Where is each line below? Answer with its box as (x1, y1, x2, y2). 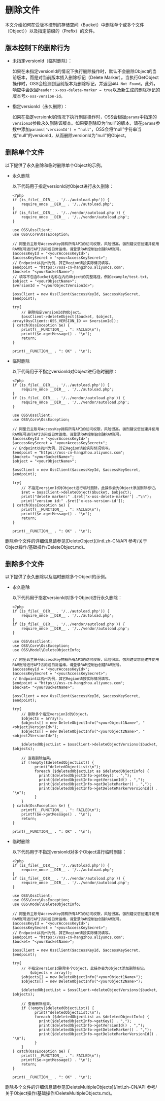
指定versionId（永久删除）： (12, 103, 68, 109)
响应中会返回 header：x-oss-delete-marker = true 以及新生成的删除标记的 (12, 87, 160, 93)
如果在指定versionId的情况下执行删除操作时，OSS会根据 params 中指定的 (12, 114, 157, 120)
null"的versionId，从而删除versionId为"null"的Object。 (19, 132, 129, 138)
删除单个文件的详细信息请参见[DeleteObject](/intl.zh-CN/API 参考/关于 (5, 538, 148, 544)
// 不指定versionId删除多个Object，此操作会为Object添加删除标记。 (21, 966, 148, 971)
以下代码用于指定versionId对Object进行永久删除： (12, 183, 114, 189)
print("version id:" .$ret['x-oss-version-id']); (21, 498, 125, 503)
